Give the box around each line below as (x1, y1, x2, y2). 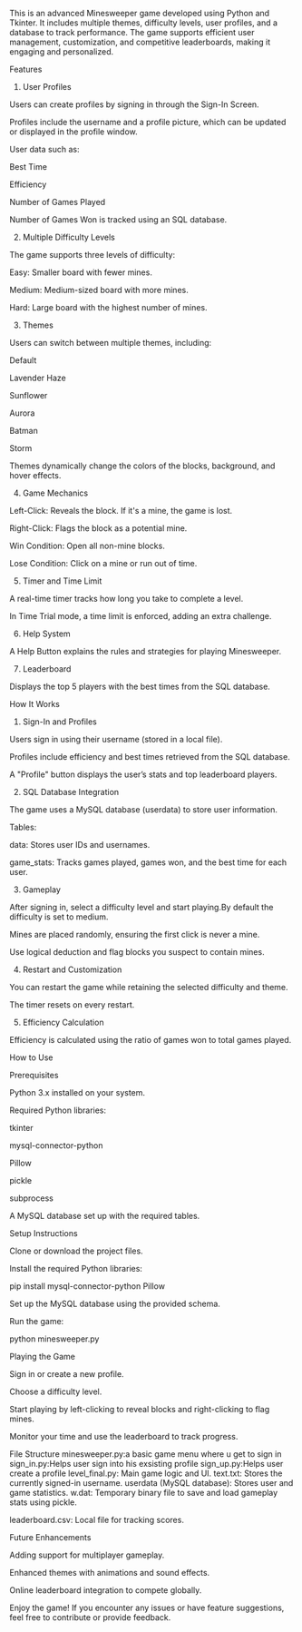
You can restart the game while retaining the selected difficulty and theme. (9, 982, 288, 992)
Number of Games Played (9, 197, 106, 207)
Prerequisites (9, 1070, 59, 1080)
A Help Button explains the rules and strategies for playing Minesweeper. (9, 646, 282, 656)
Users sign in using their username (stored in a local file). (9, 734, 223, 744)
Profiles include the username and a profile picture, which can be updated (9, 117, 287, 127)
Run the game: (9, 1316, 64, 1326)
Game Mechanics (22, 487, 89, 498)
